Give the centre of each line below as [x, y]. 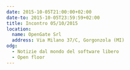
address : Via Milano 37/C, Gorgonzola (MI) [68, 40]
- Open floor [29, 57]
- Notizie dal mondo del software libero [66, 52]
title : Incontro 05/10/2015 [42, 23]
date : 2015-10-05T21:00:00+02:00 [49, 12]
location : [19, 29]
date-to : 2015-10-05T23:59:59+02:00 [53, 18]
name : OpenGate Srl [37, 35]
